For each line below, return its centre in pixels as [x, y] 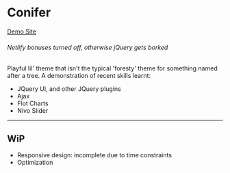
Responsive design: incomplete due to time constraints [94, 155]
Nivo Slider [33, 111]
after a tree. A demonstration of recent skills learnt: [79, 76]
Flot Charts [33, 103]
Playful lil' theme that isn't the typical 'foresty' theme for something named [112, 68]
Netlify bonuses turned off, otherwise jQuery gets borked [88, 47]
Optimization [35, 162]
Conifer [29, 13]
